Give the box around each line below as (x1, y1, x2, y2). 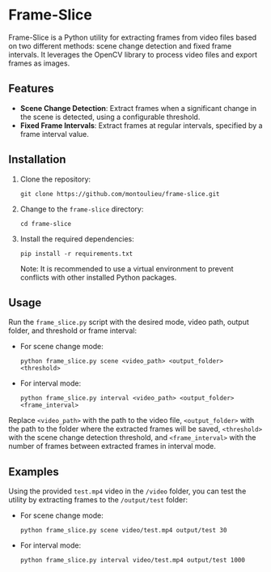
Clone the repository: (19, 174, 91, 184)
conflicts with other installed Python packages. (19, 272, 177, 282)
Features (8, 82, 54, 96)
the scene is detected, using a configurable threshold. (19, 112, 201, 122)
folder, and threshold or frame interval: (8, 326, 138, 335)
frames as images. (8, 58, 70, 68)
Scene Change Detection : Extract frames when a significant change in (19, 103, 257, 113)
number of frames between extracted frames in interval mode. (8, 442, 217, 451)
